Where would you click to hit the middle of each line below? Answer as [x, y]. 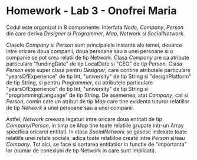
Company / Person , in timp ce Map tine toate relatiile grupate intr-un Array [95, 125]
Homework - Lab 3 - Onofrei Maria [91, 11]
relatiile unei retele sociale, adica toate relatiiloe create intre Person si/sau [96, 138]
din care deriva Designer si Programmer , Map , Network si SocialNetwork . [96, 33]
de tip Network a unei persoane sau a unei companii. [70, 107]
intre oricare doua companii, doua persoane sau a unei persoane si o [90, 51]
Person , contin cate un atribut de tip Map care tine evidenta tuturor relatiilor [98, 101]
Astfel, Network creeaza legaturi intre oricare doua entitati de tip [84, 119]
